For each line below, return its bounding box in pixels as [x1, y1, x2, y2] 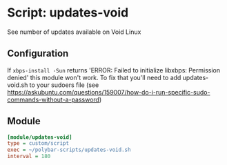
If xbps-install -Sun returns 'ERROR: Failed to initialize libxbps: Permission [7, 66, 221, 74]
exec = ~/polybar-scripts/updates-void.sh [7, 146, 131, 153]
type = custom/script [7, 140, 70, 147]
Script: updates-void [7, 5, 129, 21]
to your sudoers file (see [29, 81, 99, 89]
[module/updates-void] [7, 133, 72, 141]
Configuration [7, 48, 69, 59]
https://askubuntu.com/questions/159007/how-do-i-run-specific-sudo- [7, 88, 210, 96]
